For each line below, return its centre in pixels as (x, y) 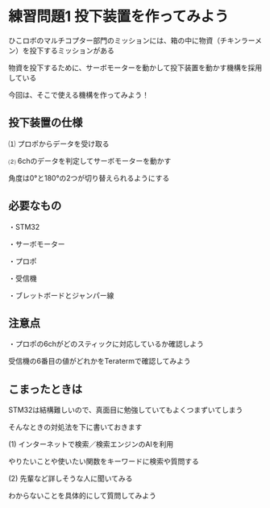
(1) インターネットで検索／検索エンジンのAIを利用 (91, 444)
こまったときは (46, 389)
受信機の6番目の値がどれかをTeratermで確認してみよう (100, 361)
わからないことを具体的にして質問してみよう (83, 496)
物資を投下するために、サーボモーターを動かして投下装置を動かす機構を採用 (135, 67)
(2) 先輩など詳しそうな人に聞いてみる (71, 479)
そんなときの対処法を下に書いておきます (75, 427)
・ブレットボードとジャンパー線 (61, 295)
